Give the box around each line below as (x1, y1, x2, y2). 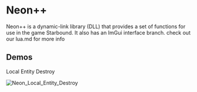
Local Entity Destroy (6, 68, 55, 75)
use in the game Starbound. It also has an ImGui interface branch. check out (6, 29, 191, 36)
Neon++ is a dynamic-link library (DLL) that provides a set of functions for (6, 23, 186, 30)
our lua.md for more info (6, 35, 65, 42)
